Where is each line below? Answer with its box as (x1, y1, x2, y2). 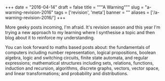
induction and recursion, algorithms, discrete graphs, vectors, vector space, (5, 65, 160, 71)
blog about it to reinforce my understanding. (5, 35, 95, 40)
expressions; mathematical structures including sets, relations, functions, (5, 60, 154, 66)
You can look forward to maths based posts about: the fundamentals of (5, 44, 150, 50)
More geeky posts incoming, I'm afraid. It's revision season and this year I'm (5, 24, 161, 30)
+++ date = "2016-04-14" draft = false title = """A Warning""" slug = (5, 4, 144, 10)
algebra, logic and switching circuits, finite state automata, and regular (5, 55, 149, 61)
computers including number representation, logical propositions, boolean (5, 49, 156, 55)
